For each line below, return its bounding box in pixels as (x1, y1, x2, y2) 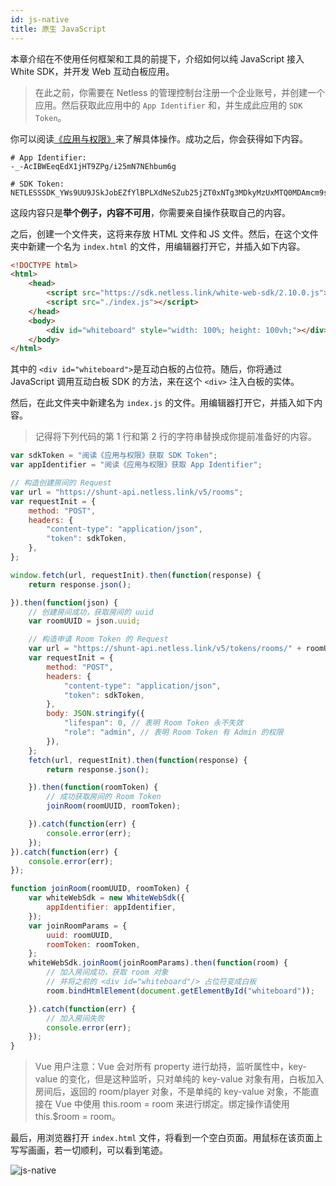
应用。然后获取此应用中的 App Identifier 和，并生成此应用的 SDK (34, 99, 303, 111)
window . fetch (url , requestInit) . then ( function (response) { (10, 570, 262, 580)
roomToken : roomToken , (46, 939, 141, 950)
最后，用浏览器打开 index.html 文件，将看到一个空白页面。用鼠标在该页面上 (10, 1132, 323, 1144)
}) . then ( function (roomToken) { (28, 782, 159, 793)
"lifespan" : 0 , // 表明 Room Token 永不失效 (63, 718, 244, 728)
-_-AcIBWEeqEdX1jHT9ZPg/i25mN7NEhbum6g (10, 161, 177, 171)
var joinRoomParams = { (28, 921, 128, 931)
